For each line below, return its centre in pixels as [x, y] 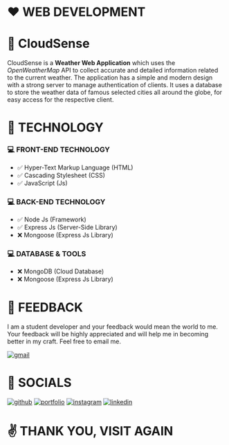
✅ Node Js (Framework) [52, 219]
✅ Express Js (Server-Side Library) [67, 227]
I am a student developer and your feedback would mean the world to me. [112, 327]
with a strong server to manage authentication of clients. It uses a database [115, 85]
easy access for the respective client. [61, 100]
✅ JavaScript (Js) [42, 183]
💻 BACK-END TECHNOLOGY [56, 201]
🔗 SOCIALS [39, 383]
